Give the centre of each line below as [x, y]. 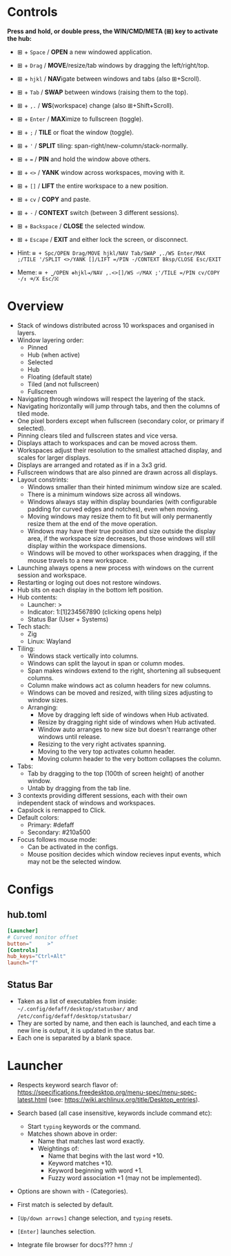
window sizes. [48, 700]
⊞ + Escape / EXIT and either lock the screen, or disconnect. [102, 239]
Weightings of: [58, 1148]
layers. [27, 332]
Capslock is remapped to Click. [61, 810]
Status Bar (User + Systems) [68, 619]
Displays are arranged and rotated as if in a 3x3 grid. [92, 465]
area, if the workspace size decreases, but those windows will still [121, 538]
